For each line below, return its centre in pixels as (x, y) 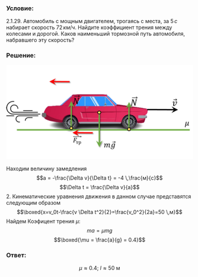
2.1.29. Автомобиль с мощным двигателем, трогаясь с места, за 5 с (92, 21)
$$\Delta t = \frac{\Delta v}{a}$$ (100, 187)
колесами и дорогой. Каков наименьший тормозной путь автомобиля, (96, 34)
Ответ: (16, 255)
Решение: (21, 56)
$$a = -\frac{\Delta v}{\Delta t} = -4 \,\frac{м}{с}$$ (100, 178)
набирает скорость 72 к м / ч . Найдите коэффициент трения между (89, 27)
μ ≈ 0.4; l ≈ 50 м (100, 268)
